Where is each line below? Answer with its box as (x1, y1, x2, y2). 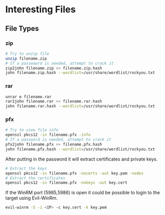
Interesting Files (5, 4, 76, 15)
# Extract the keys (5, 166, 47, 171)
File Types (5, 24, 40, 33)
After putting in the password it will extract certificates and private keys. (5, 156, 158, 162)
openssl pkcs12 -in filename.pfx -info (5, 132, 91, 137)
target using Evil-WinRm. (5, 195, 58, 201)
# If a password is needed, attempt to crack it (5, 137, 112, 142)
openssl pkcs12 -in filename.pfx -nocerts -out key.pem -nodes (5, 171, 144, 176)
